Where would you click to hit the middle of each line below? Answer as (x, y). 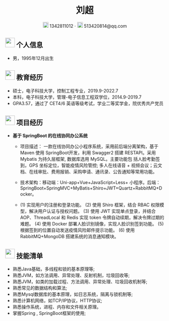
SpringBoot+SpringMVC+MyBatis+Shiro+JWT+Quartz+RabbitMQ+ (90, 188)
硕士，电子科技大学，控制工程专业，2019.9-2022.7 (65, 90)
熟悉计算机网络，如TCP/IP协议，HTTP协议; (57, 301)
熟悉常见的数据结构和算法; (40, 288)
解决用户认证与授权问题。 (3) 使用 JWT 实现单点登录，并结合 (93, 211)
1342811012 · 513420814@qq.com (88, 26)
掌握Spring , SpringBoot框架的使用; (49, 313)
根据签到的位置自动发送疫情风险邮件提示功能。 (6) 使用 (77, 230)
